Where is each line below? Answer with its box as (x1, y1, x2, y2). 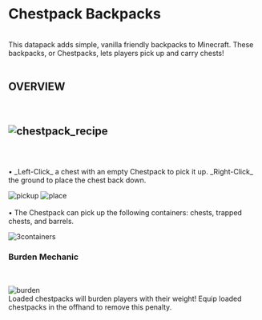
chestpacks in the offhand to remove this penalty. (8, 302, 172, 312)
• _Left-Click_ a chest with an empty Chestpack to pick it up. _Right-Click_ (8, 166, 254, 176)
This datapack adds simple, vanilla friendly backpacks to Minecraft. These (8, 39, 254, 49)
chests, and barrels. (8, 216, 75, 226)
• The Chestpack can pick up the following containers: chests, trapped (8, 207, 243, 217)
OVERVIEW (8, 80, 66, 94)
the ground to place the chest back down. (8, 175, 147, 185)
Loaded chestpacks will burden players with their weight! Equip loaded (8, 294, 242, 303)
